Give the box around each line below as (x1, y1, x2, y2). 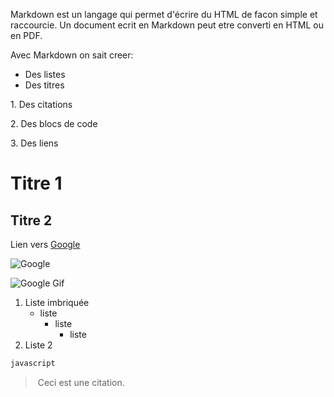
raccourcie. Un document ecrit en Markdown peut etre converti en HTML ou (10, 19, 325, 31)
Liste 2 (24, 339, 53, 351)
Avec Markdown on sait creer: (10, 49, 134, 61)
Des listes (24, 69, 66, 80)
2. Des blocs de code (10, 118, 98, 129)
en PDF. (10, 30, 43, 41)
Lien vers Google (10, 239, 81, 250)
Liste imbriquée (24, 297, 90, 308)
